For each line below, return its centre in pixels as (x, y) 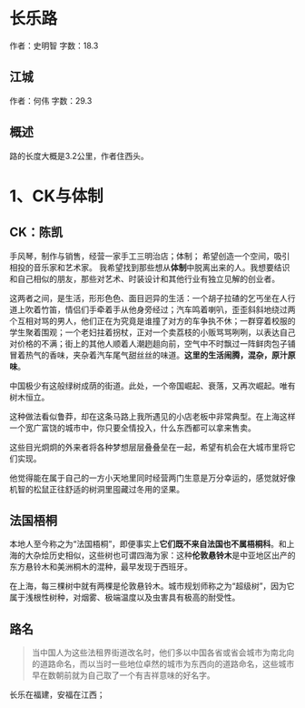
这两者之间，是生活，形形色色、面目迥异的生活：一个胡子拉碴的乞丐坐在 (144, 298)
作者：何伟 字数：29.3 (51, 100)
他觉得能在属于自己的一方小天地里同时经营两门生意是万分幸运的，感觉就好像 (152, 478)
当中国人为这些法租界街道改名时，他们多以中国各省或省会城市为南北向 (163, 652)
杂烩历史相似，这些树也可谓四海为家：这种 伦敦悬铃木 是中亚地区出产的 (164, 555)
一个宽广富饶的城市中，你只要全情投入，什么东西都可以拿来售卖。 (133, 428)
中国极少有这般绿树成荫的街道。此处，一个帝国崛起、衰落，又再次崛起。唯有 (152, 385)
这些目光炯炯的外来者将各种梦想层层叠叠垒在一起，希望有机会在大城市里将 (148, 447)
